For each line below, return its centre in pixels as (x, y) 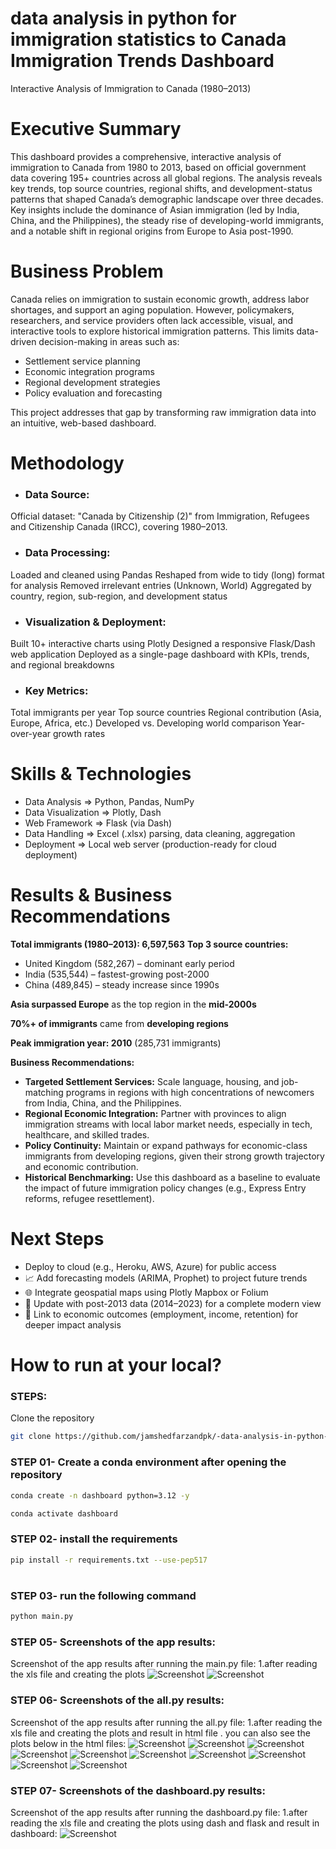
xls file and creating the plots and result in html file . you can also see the (160, 1733)
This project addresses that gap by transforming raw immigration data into (163, 412)
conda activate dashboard (64, 1513)
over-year (31, 734)
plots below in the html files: (68, 1743)
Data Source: (57, 494)
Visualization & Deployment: (95, 622)
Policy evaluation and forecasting (93, 393)
